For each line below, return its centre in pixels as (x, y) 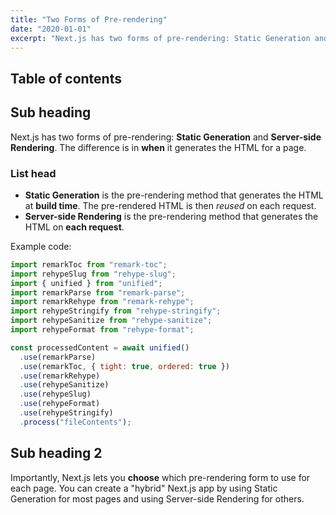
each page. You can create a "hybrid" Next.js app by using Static (144, 488)
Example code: (41, 246)
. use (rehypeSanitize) (64, 385)
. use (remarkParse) (58, 357)
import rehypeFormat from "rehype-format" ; (102, 330)
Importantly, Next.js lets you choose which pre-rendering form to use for (160, 477)
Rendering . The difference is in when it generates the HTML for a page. (158, 147)
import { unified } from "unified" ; (86, 283)
